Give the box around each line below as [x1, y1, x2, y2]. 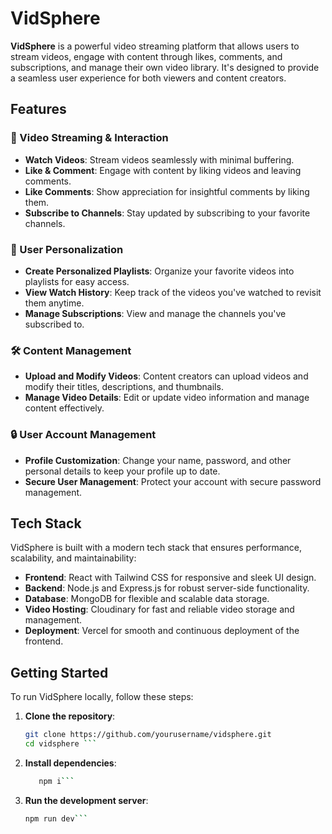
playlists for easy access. [24, 275, 130, 287]
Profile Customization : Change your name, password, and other [24, 454, 292, 466]
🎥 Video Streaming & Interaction [10, 131, 169, 145]
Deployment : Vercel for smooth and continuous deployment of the [24, 625, 300, 637]
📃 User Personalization [10, 242, 124, 256]
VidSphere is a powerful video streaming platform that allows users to [10, 40, 300, 52]
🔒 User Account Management [10, 428, 157, 442]
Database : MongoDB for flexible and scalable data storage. [24, 593, 270, 605]
